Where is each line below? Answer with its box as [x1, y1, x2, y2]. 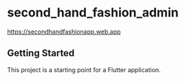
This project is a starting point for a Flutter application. [7, 65, 161, 73]
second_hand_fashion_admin [7, 5, 179, 21]
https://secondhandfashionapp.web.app [7, 27, 121, 36]
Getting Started [7, 47, 75, 59]
